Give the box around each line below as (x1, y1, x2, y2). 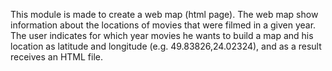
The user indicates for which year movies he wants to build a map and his (10, 30, 314, 41)
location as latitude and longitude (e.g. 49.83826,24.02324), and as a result (10, 40, 322, 52)
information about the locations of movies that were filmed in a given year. (10, 19, 317, 31)
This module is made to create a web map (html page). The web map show (10, 9, 319, 20)
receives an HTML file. (10, 51, 104, 63)
